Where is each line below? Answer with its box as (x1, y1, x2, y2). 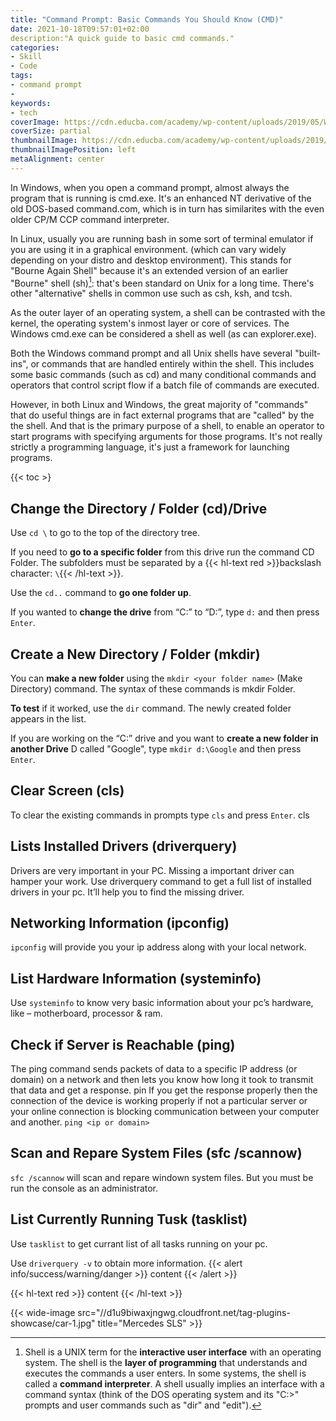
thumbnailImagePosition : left (10, 145, 137, 155)
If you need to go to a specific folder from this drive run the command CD (10, 546, 315, 558)
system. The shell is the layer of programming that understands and (24, 1356, 308, 1368)
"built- (294, 347, 322, 360)
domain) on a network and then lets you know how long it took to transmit (10, 1074, 314, 1086)
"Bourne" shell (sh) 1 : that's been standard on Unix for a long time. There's (10, 275, 315, 289)
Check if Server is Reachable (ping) (10, 1036, 236, 1053)
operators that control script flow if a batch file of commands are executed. (10, 379, 320, 391)
